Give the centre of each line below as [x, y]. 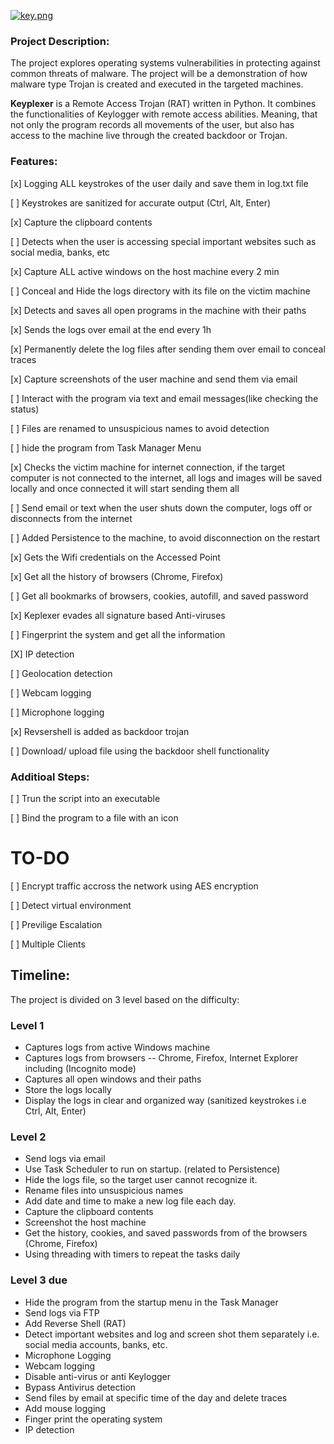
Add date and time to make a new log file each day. [130, 1201]
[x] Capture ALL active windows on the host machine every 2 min [145, 271]
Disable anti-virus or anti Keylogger [97, 1376]
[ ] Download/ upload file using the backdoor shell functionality [140, 751]
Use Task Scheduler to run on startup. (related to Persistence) [152, 1169]
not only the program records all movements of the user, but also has [152, 125]
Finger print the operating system [93, 1419]
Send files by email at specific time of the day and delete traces [156, 1397]
